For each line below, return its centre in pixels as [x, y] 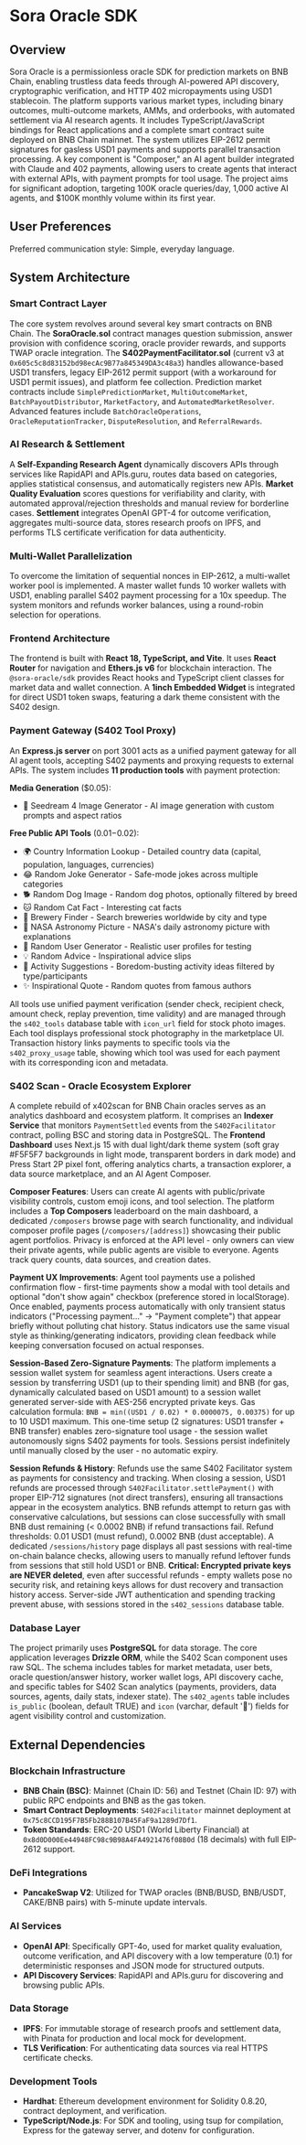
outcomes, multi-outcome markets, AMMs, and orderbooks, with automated [152, 110]
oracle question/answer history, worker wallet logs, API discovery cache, [147, 1677]
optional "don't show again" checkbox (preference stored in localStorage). [149, 1296]
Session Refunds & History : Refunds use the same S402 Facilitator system [151, 1468]
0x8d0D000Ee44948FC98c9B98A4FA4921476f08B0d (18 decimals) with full [151, 1839]
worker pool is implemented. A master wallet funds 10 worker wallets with [148, 585]
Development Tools [53, 2081]
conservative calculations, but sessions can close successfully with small [148, 1517]
